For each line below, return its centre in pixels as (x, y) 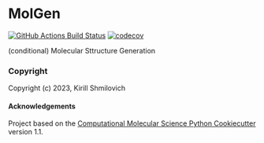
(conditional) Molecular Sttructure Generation (82, 50)
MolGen (34, 14)
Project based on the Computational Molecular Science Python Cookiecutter (132, 123)
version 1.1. (26, 132)
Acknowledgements (42, 106)
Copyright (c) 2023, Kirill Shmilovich (67, 88)
